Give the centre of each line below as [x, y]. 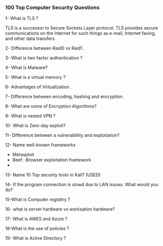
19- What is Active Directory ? [36, 238]
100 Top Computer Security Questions [52, 7]
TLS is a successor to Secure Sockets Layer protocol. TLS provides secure [81, 28]
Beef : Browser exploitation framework [52, 160]
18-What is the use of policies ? [37, 229]
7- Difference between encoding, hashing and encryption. [65, 97]
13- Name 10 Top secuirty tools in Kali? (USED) [53, 175]
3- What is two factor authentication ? [44, 58]
